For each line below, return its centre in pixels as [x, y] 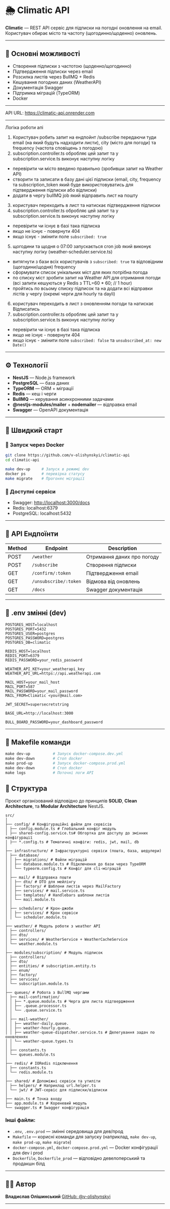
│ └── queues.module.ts [30, 1054]
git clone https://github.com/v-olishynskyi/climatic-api [68, 455]
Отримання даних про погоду [122, 557]
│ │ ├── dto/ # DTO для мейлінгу [40, 882]
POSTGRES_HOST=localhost [31, 624]
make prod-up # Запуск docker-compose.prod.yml [65, 763]
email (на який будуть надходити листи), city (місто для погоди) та [84, 142]
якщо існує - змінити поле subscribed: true [60, 236]
